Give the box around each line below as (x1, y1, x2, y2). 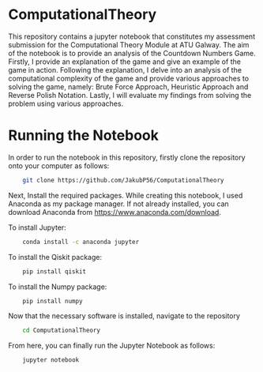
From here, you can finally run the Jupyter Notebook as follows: (8, 341, 216, 351)
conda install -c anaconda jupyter (22, 238, 140, 246)
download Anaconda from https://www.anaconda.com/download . (8, 207, 221, 216)
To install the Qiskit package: (8, 252, 103, 261)
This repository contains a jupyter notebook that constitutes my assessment (8, 32, 255, 41)
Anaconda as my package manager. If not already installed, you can (8, 199, 229, 209)
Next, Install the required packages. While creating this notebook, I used (8, 190, 243, 200)
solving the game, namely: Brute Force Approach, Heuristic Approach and (8, 81, 249, 92)
